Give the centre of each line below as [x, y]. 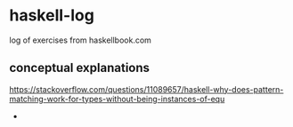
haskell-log [52, 16]
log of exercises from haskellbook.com [80, 40]
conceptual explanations [79, 68]
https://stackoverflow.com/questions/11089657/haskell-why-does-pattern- [146, 89]
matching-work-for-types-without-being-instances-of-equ [117, 99]
